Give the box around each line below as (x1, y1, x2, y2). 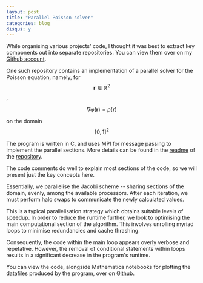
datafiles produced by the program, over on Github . (6, 270, 135, 277)
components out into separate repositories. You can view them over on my (6, 49, 193, 56)
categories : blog (6, 20, 50, 26)
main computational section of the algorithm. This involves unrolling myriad (6, 220, 194, 228)
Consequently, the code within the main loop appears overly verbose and (6, 238, 190, 246)
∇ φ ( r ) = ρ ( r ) (87, 106, 117, 113)
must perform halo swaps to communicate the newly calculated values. (6, 196, 184, 203)
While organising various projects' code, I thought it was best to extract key (6, 43, 195, 50)
